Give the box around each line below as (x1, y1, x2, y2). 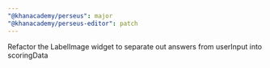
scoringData (7, 50, 49, 60)
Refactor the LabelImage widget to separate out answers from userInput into (7, 41, 263, 51)
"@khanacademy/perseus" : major (7, 11, 113, 20)
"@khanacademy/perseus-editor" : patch (7, 19, 138, 28)
